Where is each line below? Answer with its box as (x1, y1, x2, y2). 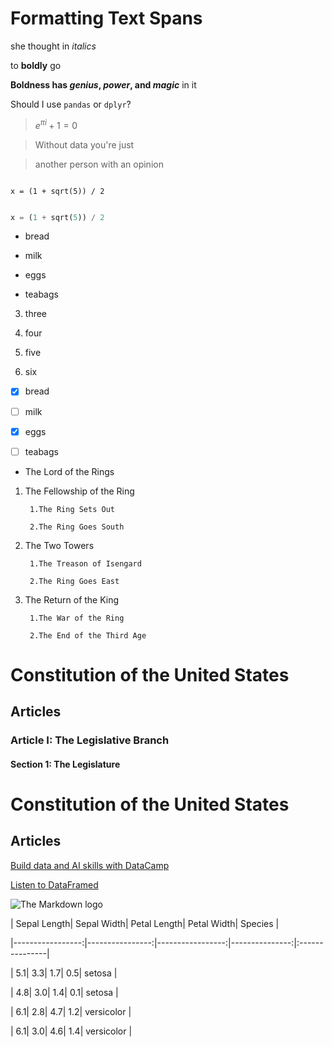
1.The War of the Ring (29, 613, 125, 623)
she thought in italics (10, 40, 97, 52)
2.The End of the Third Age (29, 630, 147, 641)
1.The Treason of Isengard (29, 558, 142, 569)
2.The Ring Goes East (29, 576, 120, 586)
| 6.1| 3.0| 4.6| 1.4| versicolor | (10, 1025, 133, 1037)
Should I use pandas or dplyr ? (10, 98, 132, 110)
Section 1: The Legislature (10, 758, 121, 770)
